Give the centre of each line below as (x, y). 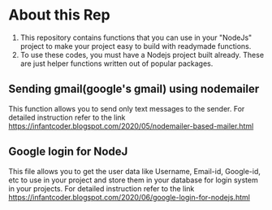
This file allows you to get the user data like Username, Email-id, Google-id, (135, 171)
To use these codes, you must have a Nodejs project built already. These (142, 55)
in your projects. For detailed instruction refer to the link (101, 188)
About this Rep (60, 15)
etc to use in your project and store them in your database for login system (133, 180)
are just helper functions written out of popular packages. (117, 63)
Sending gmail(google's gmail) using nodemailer (134, 89)
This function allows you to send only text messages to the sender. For (127, 108)
